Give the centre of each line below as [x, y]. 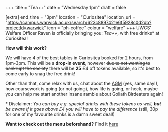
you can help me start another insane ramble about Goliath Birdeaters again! [84, 94]
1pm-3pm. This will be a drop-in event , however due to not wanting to [78, 63]
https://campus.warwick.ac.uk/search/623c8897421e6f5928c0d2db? [79, 22]
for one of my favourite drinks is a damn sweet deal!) [60, 114]
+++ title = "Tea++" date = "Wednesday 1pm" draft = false [66, 7]
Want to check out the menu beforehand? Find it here [62, 124]
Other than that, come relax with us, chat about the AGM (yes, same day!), [82, 83]
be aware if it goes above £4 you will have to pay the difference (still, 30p [82, 109]
